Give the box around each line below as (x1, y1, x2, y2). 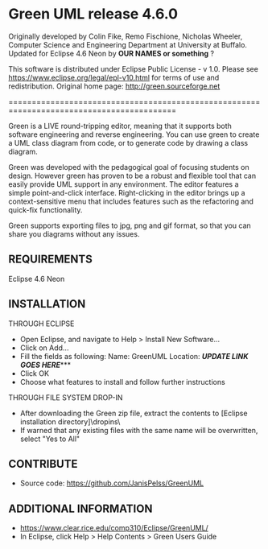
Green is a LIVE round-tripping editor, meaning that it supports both (8, 121, 232, 130)
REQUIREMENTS (8, 253, 93, 266)
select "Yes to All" (19, 434, 80, 444)
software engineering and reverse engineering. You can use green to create (8, 130, 260, 139)
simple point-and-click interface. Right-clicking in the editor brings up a (8, 188, 245, 197)
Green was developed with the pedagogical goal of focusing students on (8, 162, 249, 171)
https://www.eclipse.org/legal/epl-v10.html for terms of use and (8, 72, 220, 82)
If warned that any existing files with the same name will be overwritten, (19, 425, 258, 435)
